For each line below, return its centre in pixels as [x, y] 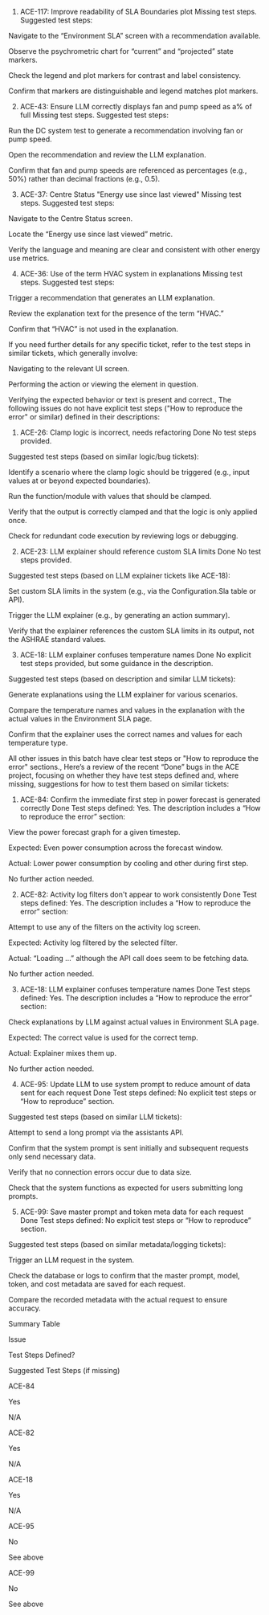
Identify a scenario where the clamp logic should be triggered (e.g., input [129, 472]
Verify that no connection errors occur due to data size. [100, 1172]
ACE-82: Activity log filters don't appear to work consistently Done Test [138, 894]
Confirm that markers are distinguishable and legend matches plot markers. [133, 91]
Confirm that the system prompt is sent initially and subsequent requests [128, 1148]
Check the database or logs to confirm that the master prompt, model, [124, 1276]
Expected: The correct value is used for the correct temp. [103, 1037]
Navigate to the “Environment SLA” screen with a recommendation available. [134, 36]
